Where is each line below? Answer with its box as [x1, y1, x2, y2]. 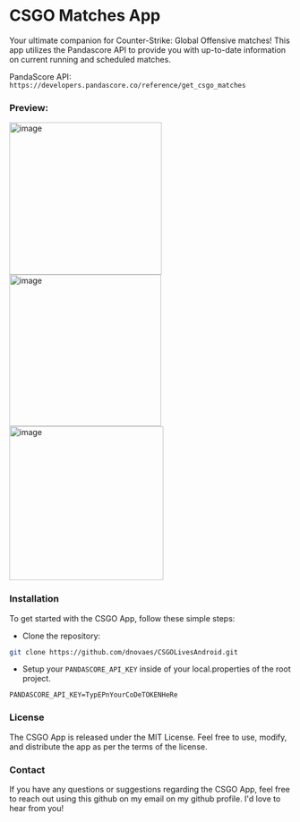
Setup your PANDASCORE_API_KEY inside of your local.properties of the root [21, 664, 291, 674]
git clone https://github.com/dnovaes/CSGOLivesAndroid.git [9, 647, 239, 656]
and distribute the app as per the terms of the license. [9, 741, 208, 752]
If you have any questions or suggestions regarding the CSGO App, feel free [9, 784, 291, 794]
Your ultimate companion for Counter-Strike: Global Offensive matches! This [9, 35, 291, 46]
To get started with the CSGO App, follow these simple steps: [9, 612, 236, 623]
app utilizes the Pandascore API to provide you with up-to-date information [9, 44, 287, 55]
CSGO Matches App [9, 5, 161, 26]
